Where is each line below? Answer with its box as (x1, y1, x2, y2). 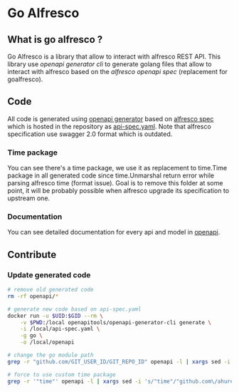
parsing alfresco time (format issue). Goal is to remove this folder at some (7, 179, 223, 187)
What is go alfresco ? (7, 33, 103, 46)
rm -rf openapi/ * (7, 292, 59, 300)
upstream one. (7, 194, 51, 202)
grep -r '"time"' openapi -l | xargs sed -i (7, 378, 142, 385)
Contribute (7, 248, 57, 261)
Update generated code (7, 269, 91, 279)
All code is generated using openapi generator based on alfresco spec (7, 114, 214, 123)
